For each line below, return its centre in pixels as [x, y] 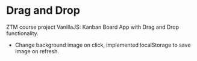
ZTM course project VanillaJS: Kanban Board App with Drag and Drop [93, 27]
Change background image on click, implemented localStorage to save [103, 45]
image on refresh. [37, 51]
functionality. [23, 33]
